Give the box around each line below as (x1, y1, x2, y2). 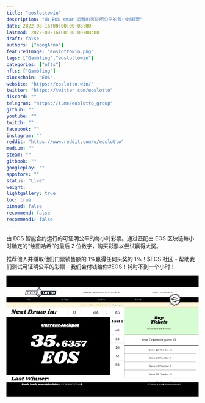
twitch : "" (6, 119, 34, 125)
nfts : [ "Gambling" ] (6, 68, 56, 74)
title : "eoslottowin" (6, 10, 62, 16)
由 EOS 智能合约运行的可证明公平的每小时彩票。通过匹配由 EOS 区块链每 (6, 234, 189, 242)
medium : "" (6, 146, 34, 152)
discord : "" (6, 94, 37, 100)
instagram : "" (6, 132, 43, 139)
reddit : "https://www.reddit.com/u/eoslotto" (6, 139, 124, 145)
